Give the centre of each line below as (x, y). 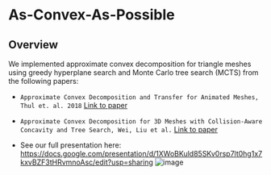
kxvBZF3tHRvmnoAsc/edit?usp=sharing (86, 162)
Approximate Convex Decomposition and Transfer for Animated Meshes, (140, 98)
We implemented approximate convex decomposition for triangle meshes (130, 64)
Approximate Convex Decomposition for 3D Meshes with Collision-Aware (141, 122)
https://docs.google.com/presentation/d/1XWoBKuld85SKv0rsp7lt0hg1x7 (141, 154)
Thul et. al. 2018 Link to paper (73, 105)
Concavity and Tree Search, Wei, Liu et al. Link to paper (119, 129)
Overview (33, 45)
